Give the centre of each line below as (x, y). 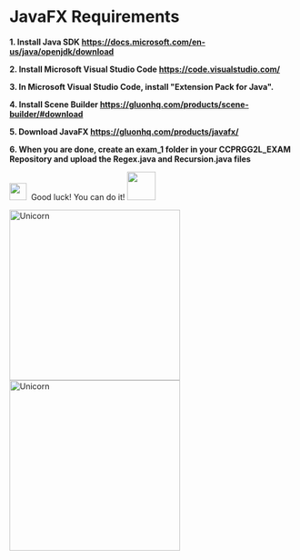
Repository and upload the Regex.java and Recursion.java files (130, 159)
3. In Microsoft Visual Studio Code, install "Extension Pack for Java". (142, 86)
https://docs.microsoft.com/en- (144, 42)
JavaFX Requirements (95, 17)
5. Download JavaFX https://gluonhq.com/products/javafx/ (124, 131)
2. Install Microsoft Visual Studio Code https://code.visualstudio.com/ (145, 69)
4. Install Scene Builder (54, 104)
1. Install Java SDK (45, 42)
